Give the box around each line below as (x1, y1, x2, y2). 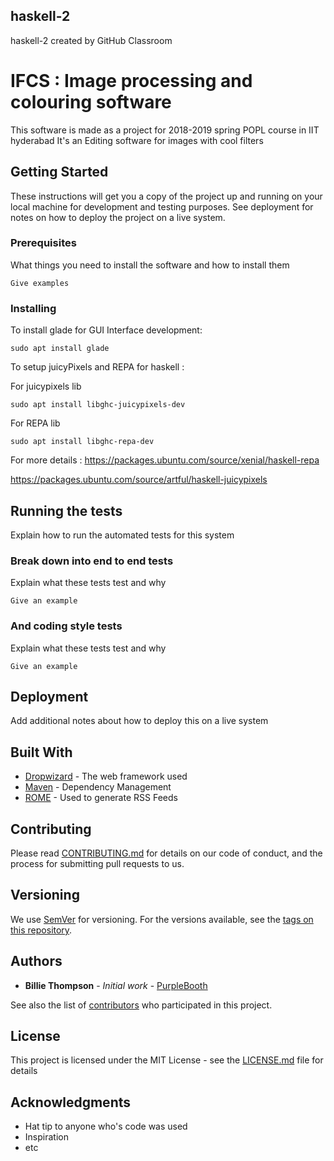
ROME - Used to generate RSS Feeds (24, 792, 178, 804)
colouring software (10, 91, 172, 113)
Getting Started (10, 164, 109, 181)
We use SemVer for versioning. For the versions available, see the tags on (10, 913, 314, 925)
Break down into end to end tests (10, 554, 174, 568)
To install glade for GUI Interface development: (10, 324, 203, 336)
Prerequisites (10, 236, 77, 250)
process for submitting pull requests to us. (10, 858, 185, 869)
